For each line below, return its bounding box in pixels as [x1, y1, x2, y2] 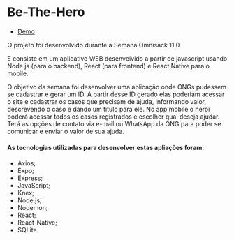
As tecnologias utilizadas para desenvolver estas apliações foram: [7, 143, 205, 151]
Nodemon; [17, 204, 48, 212]
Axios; [17, 159, 36, 167]
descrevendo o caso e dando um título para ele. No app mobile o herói [7, 105, 210, 113]
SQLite [17, 226, 37, 234]
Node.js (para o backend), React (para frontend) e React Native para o [7, 61, 210, 70]
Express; [17, 174, 43, 182]
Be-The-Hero [7, 4, 85, 20]
